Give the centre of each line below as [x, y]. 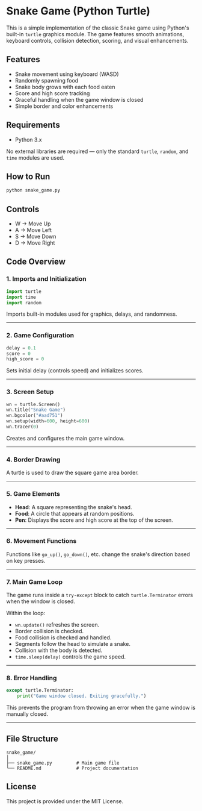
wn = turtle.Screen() [33, 404]
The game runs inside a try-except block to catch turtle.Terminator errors [100, 595]
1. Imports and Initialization [47, 279]
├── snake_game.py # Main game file [63, 763]
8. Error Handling [32, 678]
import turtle [24, 291]
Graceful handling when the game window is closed [79, 99]
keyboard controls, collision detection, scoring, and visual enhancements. [97, 40]
